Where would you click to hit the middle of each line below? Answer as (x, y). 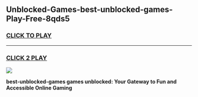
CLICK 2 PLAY (27, 58)
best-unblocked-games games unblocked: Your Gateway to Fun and (91, 81)
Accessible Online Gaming (39, 88)
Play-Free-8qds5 (38, 19)
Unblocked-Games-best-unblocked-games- (90, 10)
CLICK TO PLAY (29, 36)
